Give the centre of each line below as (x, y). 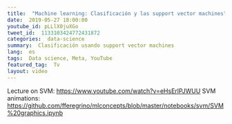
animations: (23, 98)
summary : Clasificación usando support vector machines (91, 45)
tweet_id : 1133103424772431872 (54, 33)
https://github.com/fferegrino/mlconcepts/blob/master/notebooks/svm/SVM (116, 105)
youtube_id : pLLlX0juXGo (43, 26)
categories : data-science (46, 39)
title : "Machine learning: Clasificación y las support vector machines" (117, 13)
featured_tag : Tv (33, 65)
